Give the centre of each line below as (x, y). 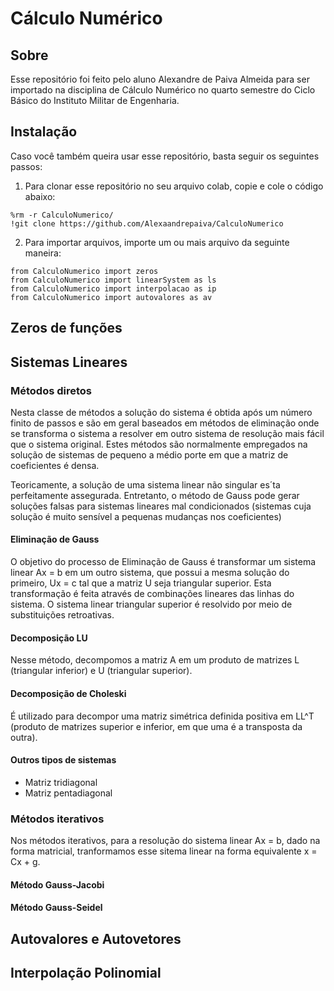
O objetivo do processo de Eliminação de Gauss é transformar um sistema (163, 562)
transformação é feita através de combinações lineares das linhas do (152, 594)
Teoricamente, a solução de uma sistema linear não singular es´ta (145, 484)
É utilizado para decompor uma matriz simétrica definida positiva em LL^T (162, 716)
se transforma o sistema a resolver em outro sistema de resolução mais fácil (167, 433)
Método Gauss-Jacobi (57, 884)
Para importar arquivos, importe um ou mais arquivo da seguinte (157, 242)
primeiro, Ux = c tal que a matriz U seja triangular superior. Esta (141, 583)
